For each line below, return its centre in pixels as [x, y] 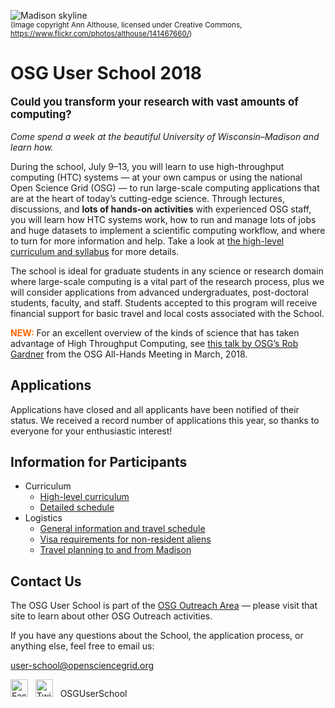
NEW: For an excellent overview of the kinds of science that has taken [155, 332]
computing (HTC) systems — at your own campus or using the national [156, 177]
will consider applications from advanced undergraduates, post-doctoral [159, 292]
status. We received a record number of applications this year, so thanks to [165, 420]
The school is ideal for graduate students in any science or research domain [167, 271]
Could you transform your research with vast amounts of [154, 102]
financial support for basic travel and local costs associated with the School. [167, 313]
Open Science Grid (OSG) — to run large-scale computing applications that [165, 187]
